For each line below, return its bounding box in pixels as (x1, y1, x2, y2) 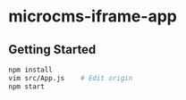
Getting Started (8, 42, 97, 57)
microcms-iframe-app (8, 6, 178, 27)
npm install (8, 65, 53, 74)
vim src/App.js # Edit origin (8, 73, 133, 82)
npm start (8, 82, 46, 91)
